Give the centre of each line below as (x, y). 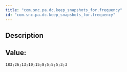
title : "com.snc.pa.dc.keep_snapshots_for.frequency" (64, 10)
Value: (16, 53)
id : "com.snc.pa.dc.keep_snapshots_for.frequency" (60, 15)
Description (24, 35)
